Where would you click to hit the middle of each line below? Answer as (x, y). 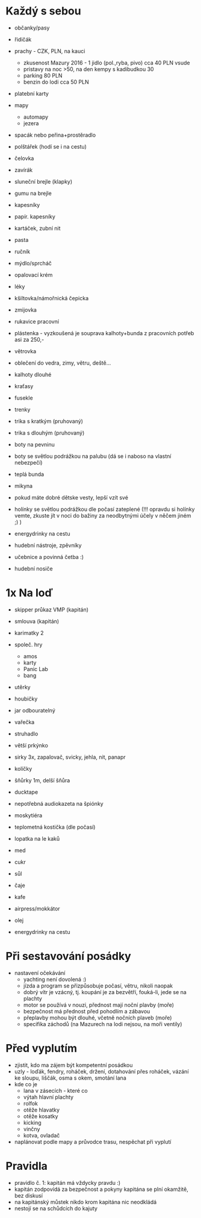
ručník (22, 252)
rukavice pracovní (37, 321)
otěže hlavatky (42, 1110)
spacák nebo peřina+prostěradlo (55, 135)
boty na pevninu (35, 444)
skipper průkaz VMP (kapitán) (51, 610)
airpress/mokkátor (37, 908)
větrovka (25, 351)
